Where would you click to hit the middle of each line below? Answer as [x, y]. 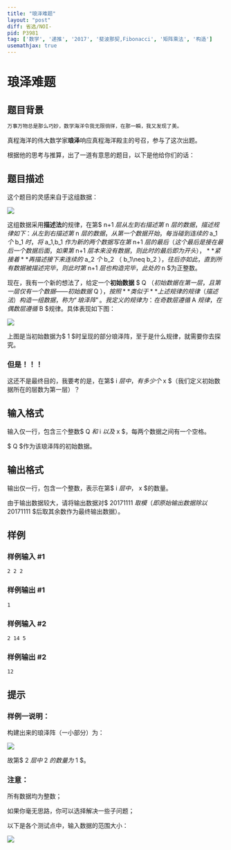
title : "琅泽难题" [32, 13]
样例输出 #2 [27, 657]
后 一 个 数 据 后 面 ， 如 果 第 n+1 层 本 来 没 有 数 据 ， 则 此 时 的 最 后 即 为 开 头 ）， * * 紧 [114, 251]
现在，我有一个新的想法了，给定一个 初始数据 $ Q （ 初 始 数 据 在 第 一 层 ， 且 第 [114, 282]
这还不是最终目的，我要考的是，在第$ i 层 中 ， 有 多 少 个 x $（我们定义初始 [111, 381]
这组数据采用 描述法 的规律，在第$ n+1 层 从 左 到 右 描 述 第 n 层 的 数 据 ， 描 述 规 [113, 224]
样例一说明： [29, 716]
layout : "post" [29, 20]
